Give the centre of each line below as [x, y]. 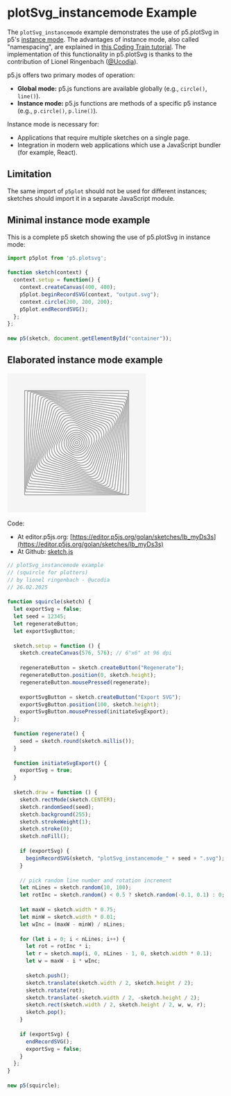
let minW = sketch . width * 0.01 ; [68, 917]
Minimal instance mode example [79, 220]
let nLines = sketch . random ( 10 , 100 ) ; [76, 888]
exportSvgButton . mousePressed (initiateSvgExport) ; [94, 712]
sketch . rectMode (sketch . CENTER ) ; [68, 800]
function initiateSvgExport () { [60, 763]
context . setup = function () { [57, 280]
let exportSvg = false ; [48, 610]
